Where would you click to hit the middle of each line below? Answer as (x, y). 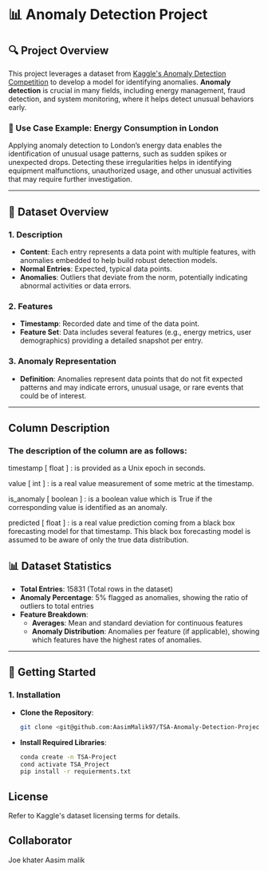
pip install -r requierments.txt (75, 772)
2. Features (31, 306)
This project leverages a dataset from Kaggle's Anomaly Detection (117, 73)
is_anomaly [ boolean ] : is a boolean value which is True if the (110, 499)
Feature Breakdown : (54, 614)
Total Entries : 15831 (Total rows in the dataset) (97, 589)
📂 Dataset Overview (59, 212)
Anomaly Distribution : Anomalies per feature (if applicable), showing (146, 632)
